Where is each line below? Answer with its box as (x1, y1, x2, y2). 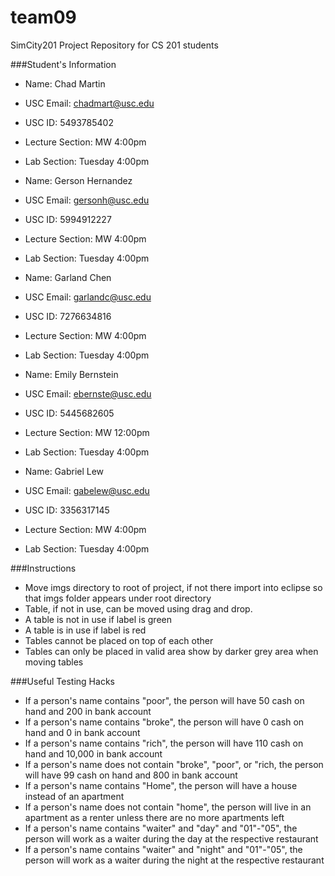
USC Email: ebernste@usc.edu (24, 387, 152, 400)
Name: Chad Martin (24, 77, 106, 90)
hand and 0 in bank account (24, 726, 141, 738)
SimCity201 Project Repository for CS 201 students (10, 39, 219, 51)
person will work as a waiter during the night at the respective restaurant (24, 854, 325, 866)
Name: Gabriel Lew (24, 465, 105, 477)
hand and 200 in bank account (24, 705, 152, 717)
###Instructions (10, 562, 77, 574)
